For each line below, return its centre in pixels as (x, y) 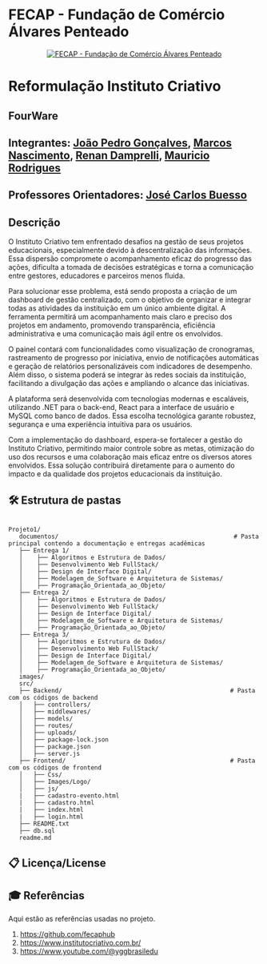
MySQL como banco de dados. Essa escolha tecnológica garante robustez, (132, 416)
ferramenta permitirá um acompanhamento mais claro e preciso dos (120, 317)
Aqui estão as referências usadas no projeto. (82, 919)
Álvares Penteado (69, 32)
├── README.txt (44, 823)
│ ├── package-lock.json (64, 739)
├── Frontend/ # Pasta (137, 761)
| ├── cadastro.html (56, 802)
